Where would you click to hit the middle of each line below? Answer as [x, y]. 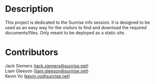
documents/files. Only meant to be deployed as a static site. [65, 33]
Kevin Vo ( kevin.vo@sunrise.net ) [38, 76]
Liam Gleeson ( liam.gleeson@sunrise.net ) [47, 71]
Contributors [32, 52]
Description [29, 9]
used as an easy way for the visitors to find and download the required [76, 27]
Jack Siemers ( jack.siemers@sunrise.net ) [47, 66]
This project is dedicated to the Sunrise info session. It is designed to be [77, 22]
